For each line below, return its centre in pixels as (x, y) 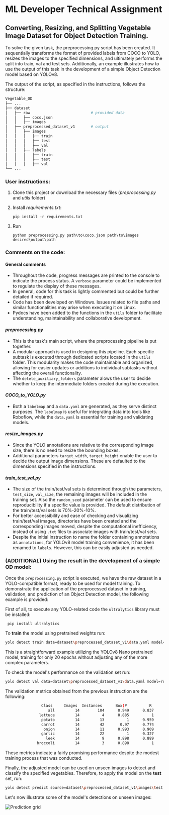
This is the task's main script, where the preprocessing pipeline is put (84, 341)
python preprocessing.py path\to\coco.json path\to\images (76, 235)
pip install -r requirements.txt (48, 217)
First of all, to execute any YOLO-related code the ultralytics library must (82, 609)
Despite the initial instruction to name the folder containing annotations (86, 537)
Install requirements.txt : (37, 208)
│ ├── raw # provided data (65, 113)
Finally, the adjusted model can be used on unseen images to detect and (80, 768)
